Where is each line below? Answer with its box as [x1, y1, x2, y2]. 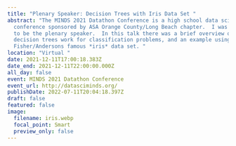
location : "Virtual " [7, 50, 71, 57]
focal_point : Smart [13, 121, 71, 128]
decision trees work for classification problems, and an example [13, 36, 212, 44]
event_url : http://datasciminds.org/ [7, 82, 118, 89]
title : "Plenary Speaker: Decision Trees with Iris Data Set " [7, 10, 197, 18]
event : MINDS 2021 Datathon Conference [7, 75, 124, 83]
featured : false [7, 102, 55, 109]
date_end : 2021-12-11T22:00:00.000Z [7, 62, 114, 69]
